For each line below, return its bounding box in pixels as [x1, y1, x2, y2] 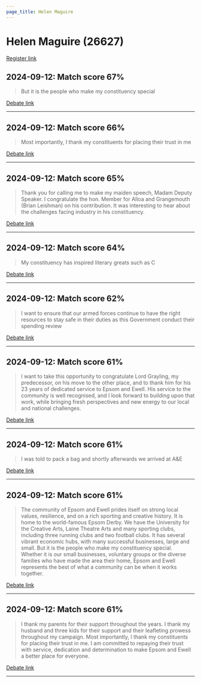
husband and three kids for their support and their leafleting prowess [20, 627, 191, 634]
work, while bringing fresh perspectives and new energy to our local [20, 398, 190, 405]
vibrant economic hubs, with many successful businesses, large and [20, 538, 190, 545]
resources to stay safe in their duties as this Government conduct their [20, 316, 195, 323]
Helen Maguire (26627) [6, 34, 124, 48]
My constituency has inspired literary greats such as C [20, 259, 156, 266]
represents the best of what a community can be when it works [20, 563, 177, 571]
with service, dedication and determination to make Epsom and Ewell [20, 646, 191, 653]
